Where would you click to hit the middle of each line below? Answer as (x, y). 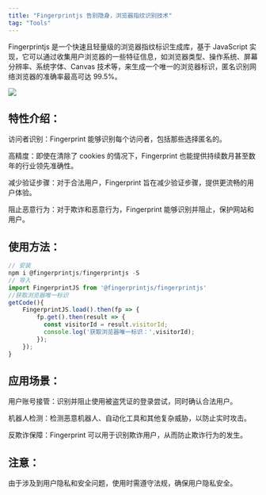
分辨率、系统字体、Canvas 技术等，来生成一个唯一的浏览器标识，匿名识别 (129, 66)
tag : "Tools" (30, 23)
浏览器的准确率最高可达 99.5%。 (68, 76)
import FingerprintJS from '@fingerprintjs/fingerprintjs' (108, 288)
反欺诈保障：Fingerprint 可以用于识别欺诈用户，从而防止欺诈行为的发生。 (128, 435)
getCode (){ (26, 302)
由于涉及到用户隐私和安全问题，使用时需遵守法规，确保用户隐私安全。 (123, 483)
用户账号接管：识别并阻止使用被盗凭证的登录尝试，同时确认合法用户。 (123, 401)
